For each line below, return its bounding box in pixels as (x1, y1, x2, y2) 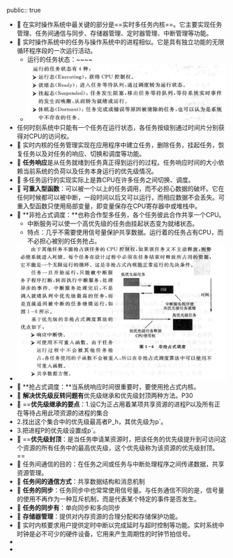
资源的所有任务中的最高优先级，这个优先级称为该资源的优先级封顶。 (22, 443, 219, 453)
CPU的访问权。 (29, 132, 73, 140)
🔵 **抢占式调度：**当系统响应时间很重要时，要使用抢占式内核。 (16, 383, 200, 391)
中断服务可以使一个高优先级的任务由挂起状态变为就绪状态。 (27, 219, 199, 228)
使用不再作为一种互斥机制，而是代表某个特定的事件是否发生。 (22, 495, 200, 504)
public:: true (6, 6, 41, 14)
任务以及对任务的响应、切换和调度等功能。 (22, 149, 146, 158)
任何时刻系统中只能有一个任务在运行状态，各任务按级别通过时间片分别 (16, 123, 219, 131)
